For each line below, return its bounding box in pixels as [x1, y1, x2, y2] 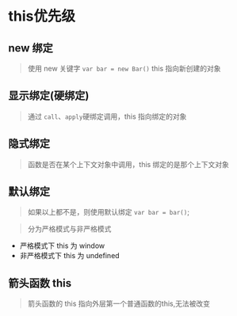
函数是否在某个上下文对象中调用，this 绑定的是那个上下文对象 [27, 159, 230, 169]
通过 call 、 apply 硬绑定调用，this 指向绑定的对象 [27, 112, 187, 121]
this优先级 [8, 7, 76, 25]
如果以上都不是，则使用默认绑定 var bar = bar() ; [27, 207, 190, 217]
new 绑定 [8, 41, 54, 55]
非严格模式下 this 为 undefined [19, 251, 120, 261]
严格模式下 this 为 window [19, 241, 105, 250]
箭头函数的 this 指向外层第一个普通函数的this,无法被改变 [27, 299, 210, 309]
